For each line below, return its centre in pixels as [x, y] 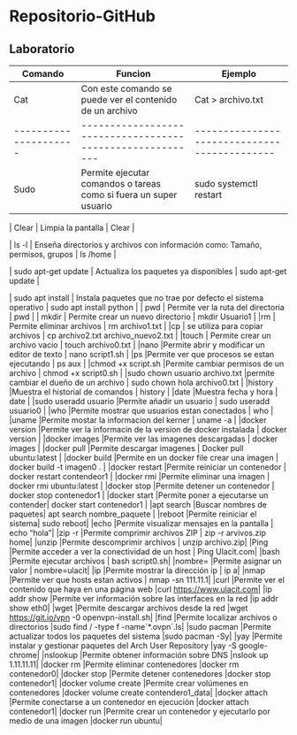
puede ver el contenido [129, 100]
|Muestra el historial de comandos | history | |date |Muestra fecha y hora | [144, 392]
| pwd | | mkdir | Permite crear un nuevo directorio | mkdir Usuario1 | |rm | [142, 317]
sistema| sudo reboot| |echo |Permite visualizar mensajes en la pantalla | [141, 523]
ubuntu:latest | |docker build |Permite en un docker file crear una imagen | [144, 458]
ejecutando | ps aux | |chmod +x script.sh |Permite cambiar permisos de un [147, 364]
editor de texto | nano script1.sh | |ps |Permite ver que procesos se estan [142, 354]
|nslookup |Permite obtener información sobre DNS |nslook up [155, 655]
